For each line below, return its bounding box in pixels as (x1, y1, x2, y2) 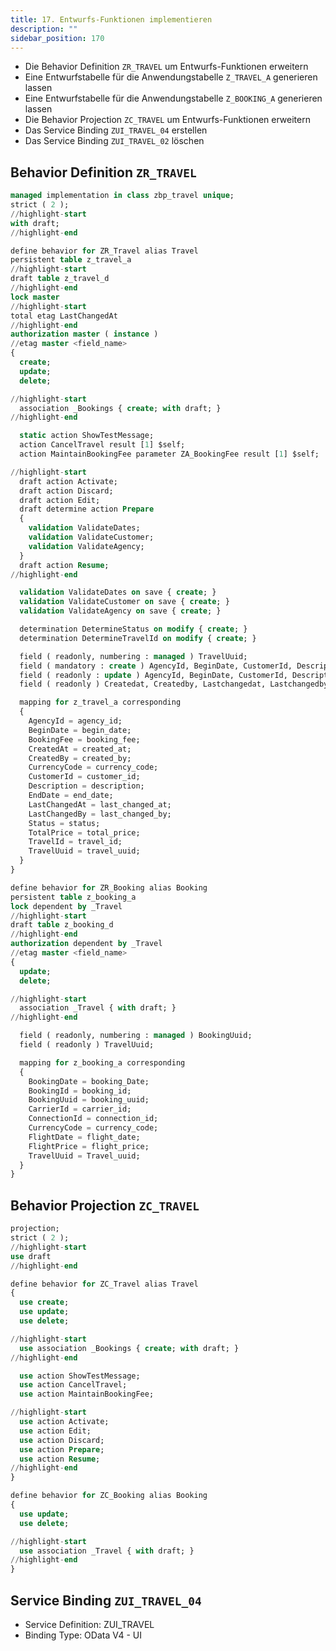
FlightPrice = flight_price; (28, 1141, 150, 1151)
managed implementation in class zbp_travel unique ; (10, 191, 235, 201)
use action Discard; (19, 1435, 105, 1445)
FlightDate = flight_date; (28, 1132, 141, 1142)
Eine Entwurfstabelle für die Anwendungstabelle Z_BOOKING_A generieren (24, 92, 323, 105)
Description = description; (28, 781, 145, 791)
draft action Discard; (19, 486, 114, 496)
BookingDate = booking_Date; (28, 1076, 150, 1086)
